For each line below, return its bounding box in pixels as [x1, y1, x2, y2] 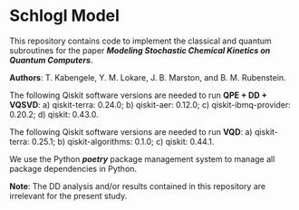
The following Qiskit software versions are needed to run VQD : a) [9, 126, 253, 137]
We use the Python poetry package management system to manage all [9, 153, 275, 164]
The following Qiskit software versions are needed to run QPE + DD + [9, 90, 267, 100]
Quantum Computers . [9, 54, 93, 65]
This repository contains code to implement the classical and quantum [9, 35, 272, 46]
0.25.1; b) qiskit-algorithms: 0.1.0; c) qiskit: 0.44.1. [31, 136, 215, 147]
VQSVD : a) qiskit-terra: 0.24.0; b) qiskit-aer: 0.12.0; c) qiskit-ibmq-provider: [9, 99, 292, 110]
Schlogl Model [9, 5, 121, 26]
